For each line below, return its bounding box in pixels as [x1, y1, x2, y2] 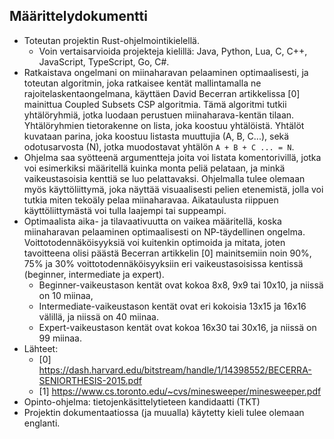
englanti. [23, 417, 61, 429]
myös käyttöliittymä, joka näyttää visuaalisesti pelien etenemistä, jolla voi [23, 183, 324, 195]
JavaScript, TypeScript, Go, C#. [38, 55, 170, 68]
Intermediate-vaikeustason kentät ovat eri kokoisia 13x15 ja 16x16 [38, 300, 307, 312]
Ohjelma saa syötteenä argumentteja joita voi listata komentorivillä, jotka [23, 151, 322, 163]
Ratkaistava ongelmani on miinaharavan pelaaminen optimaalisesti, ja [23, 66, 309, 78]
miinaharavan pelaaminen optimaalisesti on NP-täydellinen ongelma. [23, 225, 306, 238]
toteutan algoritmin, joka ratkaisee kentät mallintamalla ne [23, 77, 262, 89]
